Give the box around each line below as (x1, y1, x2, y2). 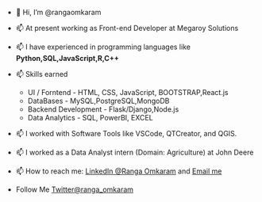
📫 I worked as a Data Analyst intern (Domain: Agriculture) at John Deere (15, 147, 254, 157)
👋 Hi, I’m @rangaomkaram (15, 8, 102, 17)
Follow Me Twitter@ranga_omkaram (15, 185, 133, 194)
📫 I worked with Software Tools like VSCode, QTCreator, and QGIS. (15, 129, 237, 138)
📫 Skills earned (15, 70, 68, 78)
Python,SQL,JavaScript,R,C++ (15, 54, 119, 63)
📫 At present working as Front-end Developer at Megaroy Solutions (15, 24, 239, 32)
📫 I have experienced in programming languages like (15, 42, 191, 51)
